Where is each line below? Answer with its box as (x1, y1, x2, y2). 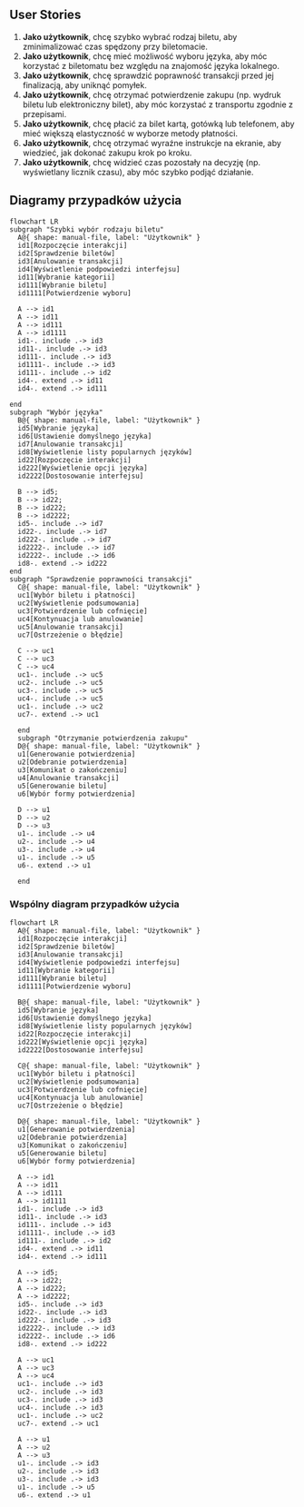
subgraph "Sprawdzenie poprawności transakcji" (9, 574, 193, 584)
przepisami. (22, 108, 67, 119)
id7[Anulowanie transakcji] (17, 440, 124, 449)
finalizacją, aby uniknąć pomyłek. (22, 79, 147, 90)
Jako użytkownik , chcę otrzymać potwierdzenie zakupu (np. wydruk (22, 89, 281, 100)
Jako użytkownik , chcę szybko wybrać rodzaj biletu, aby (22, 31, 238, 42)
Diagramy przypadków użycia (9, 193, 182, 208)
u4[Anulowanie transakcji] (17, 773, 120, 782)
